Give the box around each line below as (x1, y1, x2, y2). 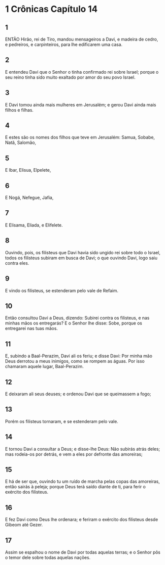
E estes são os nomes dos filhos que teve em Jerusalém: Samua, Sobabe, (5, 135, 155, 141)
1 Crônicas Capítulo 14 (5, 3, 98, 15)
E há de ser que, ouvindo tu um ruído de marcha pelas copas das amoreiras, (5, 478, 160, 484)
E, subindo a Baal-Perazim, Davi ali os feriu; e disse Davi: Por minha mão (5, 353, 153, 359)
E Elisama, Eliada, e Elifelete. (5, 222, 63, 228)
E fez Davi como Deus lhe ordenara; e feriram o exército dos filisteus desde (5, 517, 159, 522)
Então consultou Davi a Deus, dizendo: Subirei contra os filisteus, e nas (5, 315, 150, 321)
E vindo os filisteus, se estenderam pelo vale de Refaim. (5, 287, 119, 293)
